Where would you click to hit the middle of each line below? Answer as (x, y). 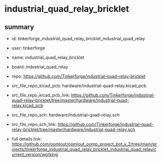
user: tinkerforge (28, 48)
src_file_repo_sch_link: (34, 124)
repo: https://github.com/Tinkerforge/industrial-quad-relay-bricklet (79, 76)
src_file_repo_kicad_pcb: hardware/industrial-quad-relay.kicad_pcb (79, 86)
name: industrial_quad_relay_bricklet (48, 57)
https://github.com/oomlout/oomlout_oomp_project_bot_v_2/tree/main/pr (84, 144)
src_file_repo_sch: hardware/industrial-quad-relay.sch (65, 115)
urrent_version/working (35, 154)
